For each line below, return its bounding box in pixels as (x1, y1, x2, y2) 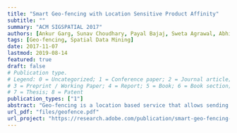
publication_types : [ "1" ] (7, 96, 83, 103)
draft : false (7, 63, 46, 70)
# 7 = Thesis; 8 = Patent (7, 89, 83, 96)
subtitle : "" (7, 17, 46, 24)
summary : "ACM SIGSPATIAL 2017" (7, 23, 102, 30)
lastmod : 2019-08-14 (7, 50, 68, 57)
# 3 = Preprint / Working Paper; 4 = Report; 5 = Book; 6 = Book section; (7, 82, 232, 89)
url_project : (7, 115, 46, 122)
